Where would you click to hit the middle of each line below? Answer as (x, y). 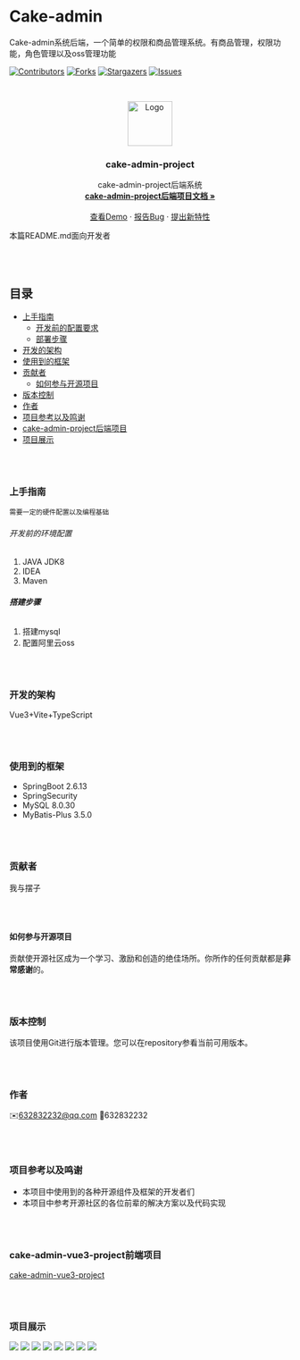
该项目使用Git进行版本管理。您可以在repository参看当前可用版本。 (131, 1043)
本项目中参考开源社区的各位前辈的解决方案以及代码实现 (124, 1203)
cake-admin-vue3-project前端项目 (86, 1255)
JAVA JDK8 (43, 561)
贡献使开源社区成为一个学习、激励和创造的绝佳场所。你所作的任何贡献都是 (146, 958)
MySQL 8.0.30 (49, 805)
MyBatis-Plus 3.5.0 (57, 815)
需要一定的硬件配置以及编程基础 (59, 512)
